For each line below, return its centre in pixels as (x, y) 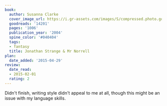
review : (13, 65)
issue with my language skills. (35, 98)
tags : (15, 42)
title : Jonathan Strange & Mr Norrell (50, 51)
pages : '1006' (24, 28)
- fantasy (19, 47)
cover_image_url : (27, 19)
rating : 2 (19, 79)
